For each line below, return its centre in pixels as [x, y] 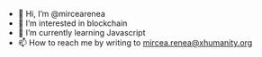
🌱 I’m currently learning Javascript [81, 33]
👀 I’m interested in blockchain [72, 23]
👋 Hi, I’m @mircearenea [62, 14]
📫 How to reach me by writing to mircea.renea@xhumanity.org [135, 43]
